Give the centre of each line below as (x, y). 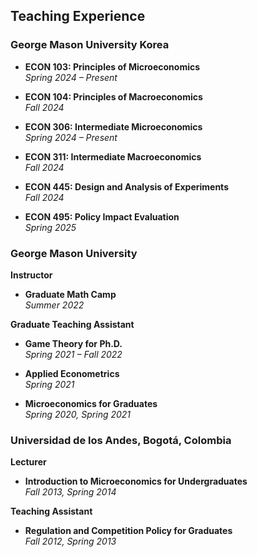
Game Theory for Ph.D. (73, 343)
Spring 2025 (50, 227)
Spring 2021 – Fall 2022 (73, 354)
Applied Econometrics (72, 373)
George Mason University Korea (90, 45)
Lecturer (28, 462)
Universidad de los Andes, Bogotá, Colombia (121, 440)
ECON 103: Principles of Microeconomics (112, 66)
